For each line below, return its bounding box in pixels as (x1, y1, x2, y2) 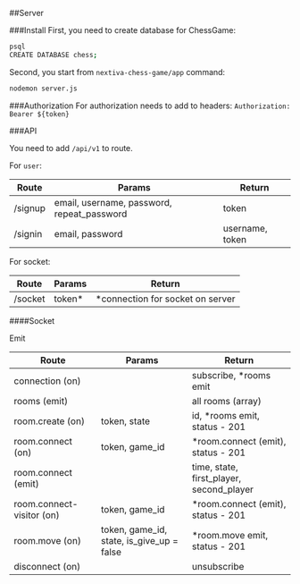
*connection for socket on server (95, 292, 236, 305)
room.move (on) (13, 534, 82, 546)
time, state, (191, 461, 238, 473)
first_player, (191, 471, 242, 484)
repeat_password (54, 207, 128, 220)
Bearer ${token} (9, 109, 70, 119)
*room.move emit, (191, 529, 269, 541)
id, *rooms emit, (191, 409, 261, 421)
